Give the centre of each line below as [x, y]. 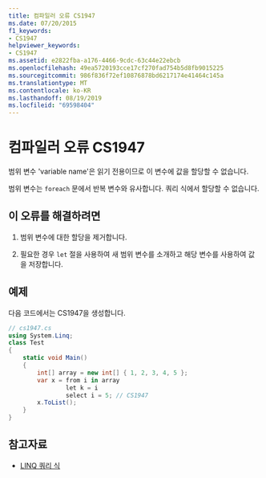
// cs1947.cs [30, 328]
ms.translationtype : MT [48, 83]
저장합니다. [46, 264]
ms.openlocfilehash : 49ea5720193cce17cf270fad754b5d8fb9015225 [116, 68]
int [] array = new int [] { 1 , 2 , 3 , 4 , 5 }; [113, 373]
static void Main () [55, 358]
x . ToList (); [57, 402]
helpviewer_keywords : [44, 46]
